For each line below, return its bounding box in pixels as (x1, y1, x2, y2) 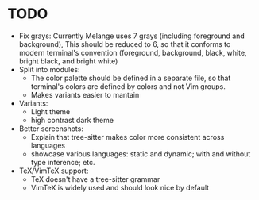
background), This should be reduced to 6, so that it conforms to (18, 39, 231, 48)
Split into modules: (18, 64, 80, 74)
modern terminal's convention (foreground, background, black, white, (18, 48, 247, 57)
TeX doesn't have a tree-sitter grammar (30, 174, 160, 183)
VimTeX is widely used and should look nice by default (30, 183, 210, 192)
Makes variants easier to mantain (30, 90, 140, 99)
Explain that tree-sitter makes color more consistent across (30, 132, 225, 141)
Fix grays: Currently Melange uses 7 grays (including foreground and (18, 31, 245, 40)
